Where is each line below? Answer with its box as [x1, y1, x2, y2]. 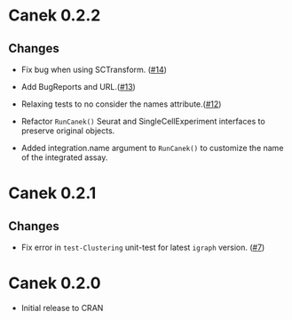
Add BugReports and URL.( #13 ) [20, 82, 137, 92]
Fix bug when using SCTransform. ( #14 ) [20, 64, 168, 75]
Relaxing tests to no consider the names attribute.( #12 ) [20, 99, 222, 109]
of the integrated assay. [20, 152, 108, 163]
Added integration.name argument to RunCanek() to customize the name [20, 143, 284, 153]
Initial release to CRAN [20, 302, 104, 313]
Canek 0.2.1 [8, 183, 97, 204]
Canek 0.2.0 [8, 273, 101, 293]
